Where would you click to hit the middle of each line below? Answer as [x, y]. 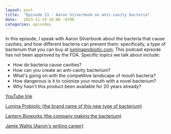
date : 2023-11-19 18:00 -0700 [40, 19]
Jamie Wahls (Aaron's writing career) [45, 126]
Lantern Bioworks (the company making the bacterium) [63, 116]
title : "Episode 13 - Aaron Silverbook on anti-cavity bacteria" [78, 15]
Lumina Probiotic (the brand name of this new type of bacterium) [74, 106]
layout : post [19, 10]
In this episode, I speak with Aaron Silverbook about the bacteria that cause [85, 39]
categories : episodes [28, 24]
